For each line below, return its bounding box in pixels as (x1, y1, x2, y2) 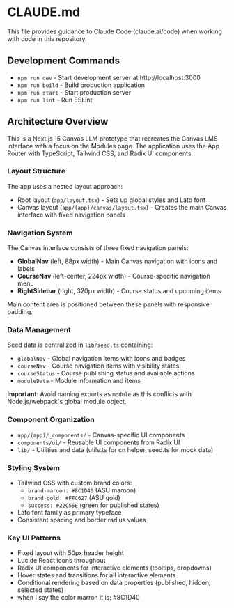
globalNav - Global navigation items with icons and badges (17, 354, 186, 363)
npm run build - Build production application (17, 81, 145, 89)
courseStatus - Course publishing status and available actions (17, 369, 195, 377)
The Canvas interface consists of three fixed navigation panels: (7, 244, 189, 252)
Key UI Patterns (7, 533, 61, 543)
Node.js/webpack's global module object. (7, 398, 127, 406)
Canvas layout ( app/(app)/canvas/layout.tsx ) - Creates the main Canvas (17, 203, 227, 211)
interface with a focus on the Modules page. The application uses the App (7, 141, 220, 150)
